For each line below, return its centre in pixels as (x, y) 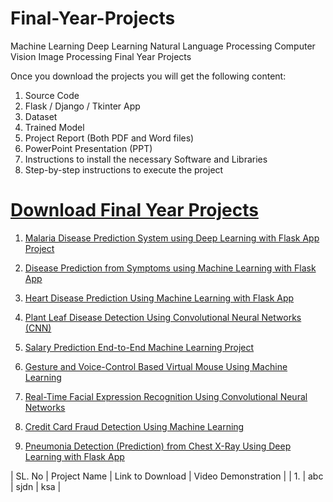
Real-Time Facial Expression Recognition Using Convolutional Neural (166, 396)
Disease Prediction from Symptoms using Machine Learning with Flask (170, 268)
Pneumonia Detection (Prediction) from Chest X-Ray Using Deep (158, 446)
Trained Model (54, 127)
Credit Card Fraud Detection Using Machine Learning (134, 426)
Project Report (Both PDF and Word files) (109, 138)
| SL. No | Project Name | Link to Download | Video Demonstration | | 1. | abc (167, 476)
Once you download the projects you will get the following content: (148, 76)
